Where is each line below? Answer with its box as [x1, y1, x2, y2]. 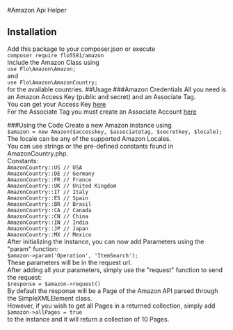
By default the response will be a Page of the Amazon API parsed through [7, 286, 218, 295]
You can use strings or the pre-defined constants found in [7, 142, 174, 150]
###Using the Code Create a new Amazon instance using [7, 121, 172, 129]
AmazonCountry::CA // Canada [7, 207, 92, 213]
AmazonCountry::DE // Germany [7, 170, 95, 177]
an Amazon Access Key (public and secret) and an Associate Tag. [7, 92, 196, 100]
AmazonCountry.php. [7, 149, 68, 158]
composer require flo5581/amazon [7, 52, 104, 59]
